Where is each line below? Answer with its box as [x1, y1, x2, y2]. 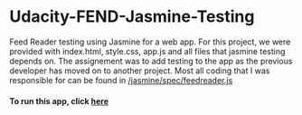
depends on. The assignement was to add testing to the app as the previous [9, 55, 293, 66]
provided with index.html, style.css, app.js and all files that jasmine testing [9, 45, 286, 56]
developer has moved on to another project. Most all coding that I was [9, 65, 270, 76]
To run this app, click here [9, 95, 109, 106]
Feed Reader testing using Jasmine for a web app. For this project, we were [9, 36, 291, 47]
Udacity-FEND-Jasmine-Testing [9, 6, 255, 27]
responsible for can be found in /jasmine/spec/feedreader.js [9, 74, 233, 85]
